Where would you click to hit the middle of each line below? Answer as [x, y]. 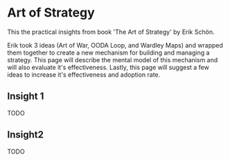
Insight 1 [26, 96]
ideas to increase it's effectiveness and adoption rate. [84, 75]
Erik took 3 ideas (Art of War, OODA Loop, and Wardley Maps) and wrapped [115, 45]
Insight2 [25, 135]
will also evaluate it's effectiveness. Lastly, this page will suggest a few [108, 67]
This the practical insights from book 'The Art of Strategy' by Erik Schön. [111, 32]
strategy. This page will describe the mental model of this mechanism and [113, 59]
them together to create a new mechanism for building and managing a [108, 53]
